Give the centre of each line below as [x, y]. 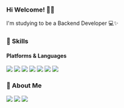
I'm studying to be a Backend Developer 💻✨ [63, 23]
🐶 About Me [24, 86]
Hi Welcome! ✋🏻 [31, 10]
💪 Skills [17, 41]
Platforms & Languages [37, 56]
